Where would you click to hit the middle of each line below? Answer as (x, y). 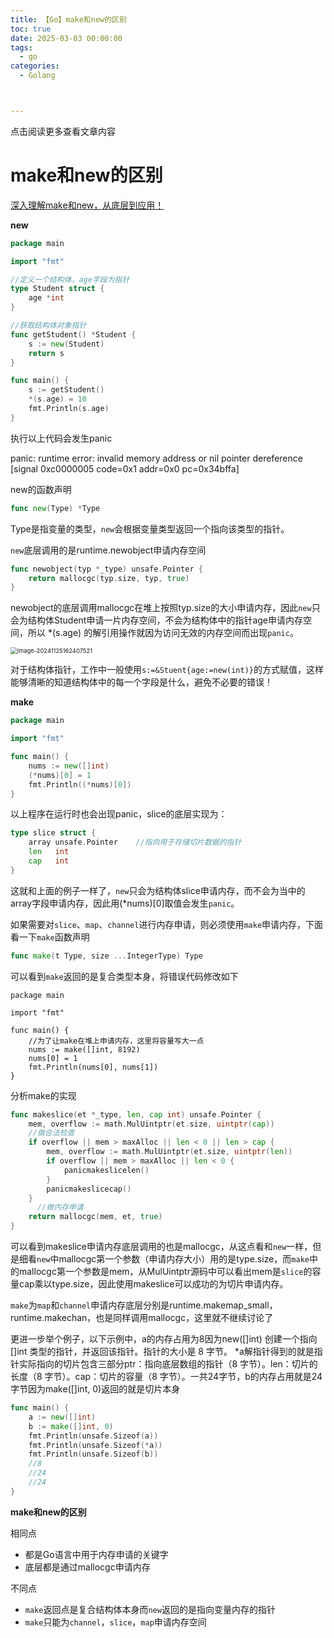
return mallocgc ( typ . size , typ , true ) (109, 578)
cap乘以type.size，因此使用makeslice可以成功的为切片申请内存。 (153, 1284)
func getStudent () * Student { (73, 334)
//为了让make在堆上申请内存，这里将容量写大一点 (116, 1041)
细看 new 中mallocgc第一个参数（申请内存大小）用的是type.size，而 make (164, 1259)
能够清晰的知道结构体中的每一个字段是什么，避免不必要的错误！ (141, 682)
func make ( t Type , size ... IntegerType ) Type (106, 956)
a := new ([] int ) (62, 1417)
